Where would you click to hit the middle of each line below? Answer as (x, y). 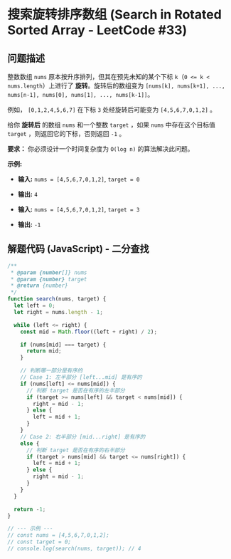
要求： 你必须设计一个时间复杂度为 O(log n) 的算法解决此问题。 (101, 149)
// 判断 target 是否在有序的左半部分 (76, 390)
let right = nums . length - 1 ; (58, 312)
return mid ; (44, 351)
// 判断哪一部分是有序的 (52, 371)
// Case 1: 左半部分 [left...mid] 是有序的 (81, 377)
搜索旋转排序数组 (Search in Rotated (114, 15)
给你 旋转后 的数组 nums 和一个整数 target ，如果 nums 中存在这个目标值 (111, 125)
